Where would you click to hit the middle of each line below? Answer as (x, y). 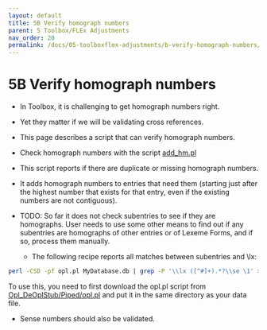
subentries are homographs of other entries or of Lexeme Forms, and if (136, 233)
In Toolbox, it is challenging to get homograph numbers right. (120, 107)
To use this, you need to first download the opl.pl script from (107, 286)
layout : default (35, 16)
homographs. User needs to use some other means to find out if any (132, 224)
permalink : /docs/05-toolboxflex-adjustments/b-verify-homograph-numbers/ (135, 45)
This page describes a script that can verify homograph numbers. (128, 138)
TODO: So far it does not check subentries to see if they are (118, 216)
